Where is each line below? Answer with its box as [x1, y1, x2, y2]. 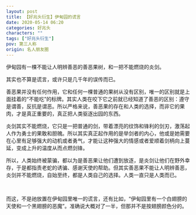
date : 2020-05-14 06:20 [6, 19, 64, 25]
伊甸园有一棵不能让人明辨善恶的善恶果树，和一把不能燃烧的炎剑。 [6, 63, 164, 70]
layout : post [6, 8, 38, 15]
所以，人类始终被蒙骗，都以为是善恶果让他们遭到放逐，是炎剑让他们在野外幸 [6, 157, 190, 164]
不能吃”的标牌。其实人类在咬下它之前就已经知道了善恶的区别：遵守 [29, 95, 190, 102]
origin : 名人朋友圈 [6, 47, 49, 53]
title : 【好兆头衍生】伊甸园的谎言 [6, 14, 81, 20]
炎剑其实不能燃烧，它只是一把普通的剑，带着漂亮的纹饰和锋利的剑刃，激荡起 [6, 122, 190, 129]
